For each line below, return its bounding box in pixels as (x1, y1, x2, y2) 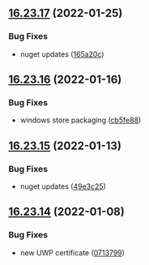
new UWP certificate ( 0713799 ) (19, 247, 126, 258)
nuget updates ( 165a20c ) (19, 49, 104, 59)
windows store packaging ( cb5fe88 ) (19, 115, 142, 125)
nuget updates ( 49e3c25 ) (19, 182, 107, 191)
